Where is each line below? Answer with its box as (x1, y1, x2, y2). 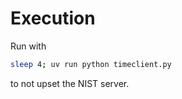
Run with (10, 40, 47, 52)
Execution (10, 7, 96, 30)
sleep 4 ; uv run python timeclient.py (10, 59, 172, 69)
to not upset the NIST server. (10, 77, 130, 89)
